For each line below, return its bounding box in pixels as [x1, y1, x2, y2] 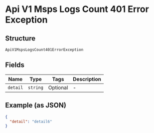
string [28, 84, 44, 90]
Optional [48, 84, 68, 91]
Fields [5, 61, 25, 69]
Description [73, 75, 101, 82]
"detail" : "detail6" [9, 119, 52, 124]
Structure [5, 34, 36, 42]
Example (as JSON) [5, 101, 66, 109]
